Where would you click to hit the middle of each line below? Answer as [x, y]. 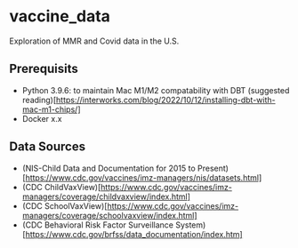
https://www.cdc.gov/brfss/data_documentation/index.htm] [134, 234]
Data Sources [48, 147]
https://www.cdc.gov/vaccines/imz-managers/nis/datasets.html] [144, 177]
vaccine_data [60, 16]
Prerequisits [44, 69]
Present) [213, 168]
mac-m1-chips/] [51, 109]
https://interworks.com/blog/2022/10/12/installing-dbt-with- [166, 100]
